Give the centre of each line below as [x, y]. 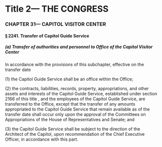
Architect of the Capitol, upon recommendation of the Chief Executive [75, 134]
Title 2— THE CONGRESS [57, 9]
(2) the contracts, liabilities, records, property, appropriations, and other [77, 88]
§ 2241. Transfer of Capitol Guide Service [47, 36]
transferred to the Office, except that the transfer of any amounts [70, 104]
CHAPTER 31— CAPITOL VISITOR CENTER [55, 24]
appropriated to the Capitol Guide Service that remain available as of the [77, 109]
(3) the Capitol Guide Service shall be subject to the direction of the [72, 129]
